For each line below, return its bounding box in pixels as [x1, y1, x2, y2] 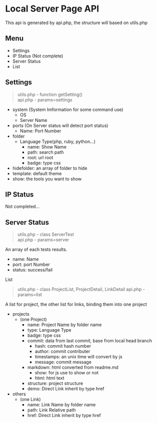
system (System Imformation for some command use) [12, 106, 123, 112]
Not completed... [5, 204, 40, 210]
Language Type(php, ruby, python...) [19, 138, 96, 145]
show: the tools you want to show [12, 176, 82, 182]
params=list [17, 292, 42, 298]
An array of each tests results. [5, 246, 67, 252]
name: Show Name [27, 144, 66, 150]
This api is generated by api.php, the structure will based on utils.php [5, 20, 148, 26]
